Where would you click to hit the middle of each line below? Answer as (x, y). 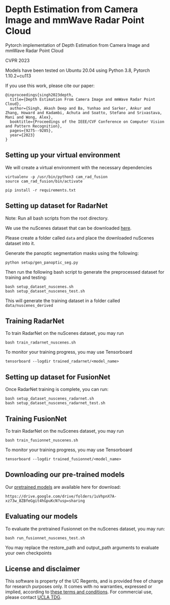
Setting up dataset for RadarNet (57, 206)
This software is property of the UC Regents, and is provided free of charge (84, 581)
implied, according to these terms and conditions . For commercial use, (79, 592)
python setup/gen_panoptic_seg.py (42, 262)
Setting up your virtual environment (63, 155)
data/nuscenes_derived (29, 305)
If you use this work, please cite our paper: (50, 86)
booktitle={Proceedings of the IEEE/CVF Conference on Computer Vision (87, 122)
